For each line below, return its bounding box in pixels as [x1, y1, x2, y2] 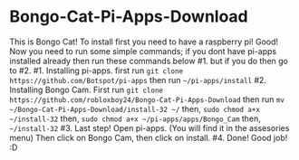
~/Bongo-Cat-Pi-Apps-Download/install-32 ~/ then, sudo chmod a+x [9, 103, 261, 114]
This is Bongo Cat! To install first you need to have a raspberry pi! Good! [9, 36, 279, 47]
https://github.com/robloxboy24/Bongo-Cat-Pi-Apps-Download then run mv [9, 93, 285, 105]
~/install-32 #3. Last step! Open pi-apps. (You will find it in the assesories [9, 122, 290, 133]
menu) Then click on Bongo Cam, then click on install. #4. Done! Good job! [9, 132, 288, 143]
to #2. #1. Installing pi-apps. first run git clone [9, 65, 184, 76]
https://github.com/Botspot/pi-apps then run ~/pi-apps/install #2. [9, 74, 267, 85]
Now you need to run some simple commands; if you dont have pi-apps [9, 45, 277, 56]
